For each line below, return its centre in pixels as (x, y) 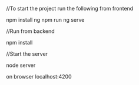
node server (21, 65)
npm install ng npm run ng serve (45, 20)
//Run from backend (30, 31)
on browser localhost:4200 (39, 76)
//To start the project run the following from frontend (70, 8)
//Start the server (27, 54)
